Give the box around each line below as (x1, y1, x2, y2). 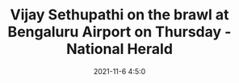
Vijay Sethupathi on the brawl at (10, 6, 229, 24)
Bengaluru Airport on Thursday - (7, 23, 232, 41)
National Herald (65, 40, 174, 58)
